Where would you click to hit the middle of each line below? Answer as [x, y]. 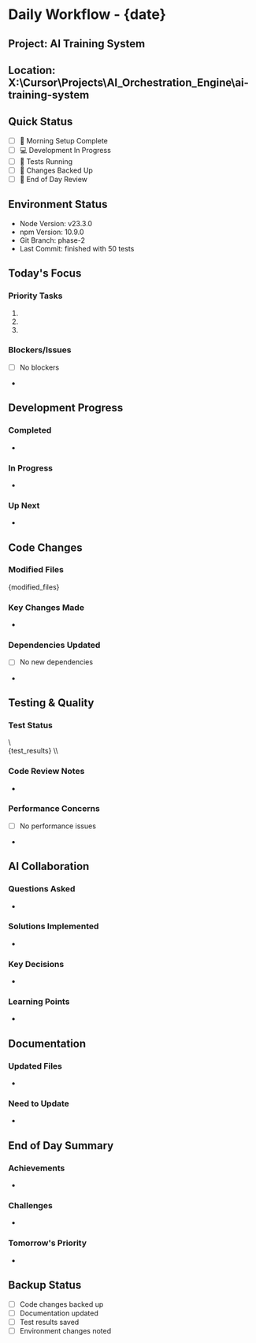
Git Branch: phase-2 [52, 240]
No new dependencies [56, 662]
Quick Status [41, 122]
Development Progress [66, 408]
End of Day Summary [61, 1146]
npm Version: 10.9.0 [52, 232]
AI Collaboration [49, 867]
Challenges [30, 1206]
